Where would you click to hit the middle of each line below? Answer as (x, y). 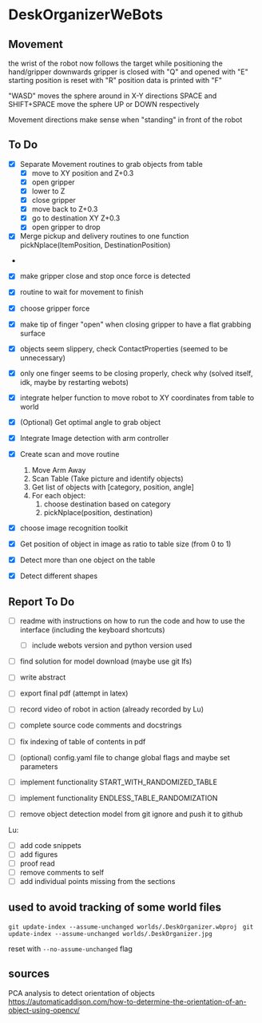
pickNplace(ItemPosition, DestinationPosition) (95, 245)
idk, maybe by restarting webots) (74, 382)
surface (32, 333)
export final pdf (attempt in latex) (74, 693)
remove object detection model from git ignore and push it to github (131, 814)
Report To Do (42, 602)
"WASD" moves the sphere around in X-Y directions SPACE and (113, 96)
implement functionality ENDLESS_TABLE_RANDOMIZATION (119, 798)
